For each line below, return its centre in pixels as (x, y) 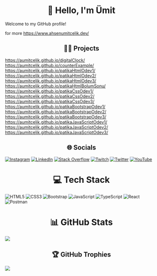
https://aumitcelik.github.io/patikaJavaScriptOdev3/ (57, 132)
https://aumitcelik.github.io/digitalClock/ (45, 60)
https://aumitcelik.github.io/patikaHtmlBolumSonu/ (55, 86)
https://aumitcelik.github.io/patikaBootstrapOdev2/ (56, 112)
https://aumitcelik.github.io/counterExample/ (50, 65)
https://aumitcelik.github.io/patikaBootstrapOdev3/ (56, 117)
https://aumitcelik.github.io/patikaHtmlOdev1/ (50, 70)
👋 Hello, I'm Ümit (81, 10)
